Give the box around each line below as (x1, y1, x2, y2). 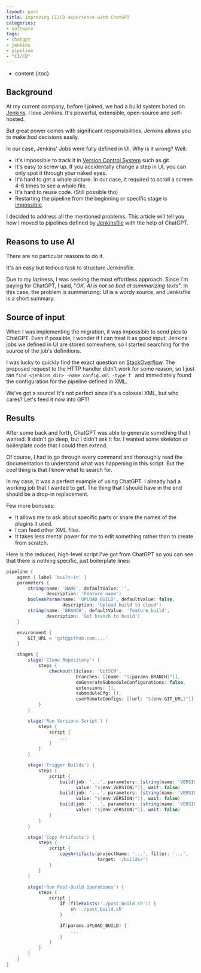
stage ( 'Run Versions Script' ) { (28, 718, 109, 724)
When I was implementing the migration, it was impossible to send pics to (6, 328, 187, 335)
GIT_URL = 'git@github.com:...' (28, 635, 109, 641)
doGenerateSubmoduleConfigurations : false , (75, 679, 186, 686)
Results (6, 413, 35, 423)
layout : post (6, 8, 39, 15)
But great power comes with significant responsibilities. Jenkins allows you (6, 127, 191, 135)
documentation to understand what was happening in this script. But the (6, 459, 184, 467)
